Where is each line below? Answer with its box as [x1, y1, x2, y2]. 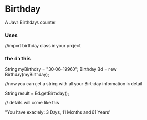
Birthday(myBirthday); [5, 71, 50, 77]
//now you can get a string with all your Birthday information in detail [5, 80, 143, 86]
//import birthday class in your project [5, 43, 81, 49]
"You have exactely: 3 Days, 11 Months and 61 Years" [5, 109, 111, 115]
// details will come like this [5, 100, 59, 105]
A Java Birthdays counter [5, 20, 56, 25]
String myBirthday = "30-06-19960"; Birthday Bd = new [5, 66, 117, 72]
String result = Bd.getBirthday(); [5, 90, 69, 96]
